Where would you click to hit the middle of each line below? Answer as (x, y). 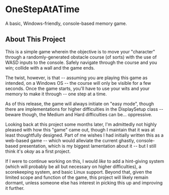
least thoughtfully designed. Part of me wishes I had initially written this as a (85, 135)
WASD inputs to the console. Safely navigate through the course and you (81, 62)
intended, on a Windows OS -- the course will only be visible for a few (78, 83)
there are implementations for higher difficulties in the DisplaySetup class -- (84, 109)
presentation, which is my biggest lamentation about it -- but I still (88, 146)
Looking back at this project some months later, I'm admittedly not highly (81, 124)
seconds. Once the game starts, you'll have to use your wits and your (77, 88)
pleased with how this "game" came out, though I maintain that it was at (80, 129)
